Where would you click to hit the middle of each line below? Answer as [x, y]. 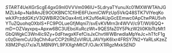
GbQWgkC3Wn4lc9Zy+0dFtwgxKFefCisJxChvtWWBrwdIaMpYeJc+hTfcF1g [85, 34]
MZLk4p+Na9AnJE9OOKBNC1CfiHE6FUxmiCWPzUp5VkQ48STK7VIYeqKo [84, 13]
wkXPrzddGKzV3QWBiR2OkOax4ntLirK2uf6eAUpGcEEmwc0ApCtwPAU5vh [86, 18]
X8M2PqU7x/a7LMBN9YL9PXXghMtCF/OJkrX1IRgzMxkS [66, 45]
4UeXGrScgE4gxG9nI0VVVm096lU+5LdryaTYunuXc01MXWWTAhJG [93, 7]
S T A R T [13, 7]
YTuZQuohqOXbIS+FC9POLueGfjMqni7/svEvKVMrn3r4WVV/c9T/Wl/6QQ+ [85, 23]
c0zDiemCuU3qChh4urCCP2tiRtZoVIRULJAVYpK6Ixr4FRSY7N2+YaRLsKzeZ [86, 39]
